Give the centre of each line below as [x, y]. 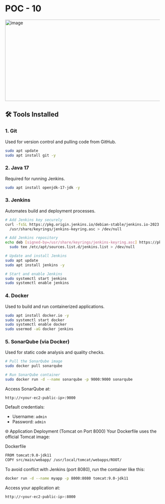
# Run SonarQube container [33, 375]
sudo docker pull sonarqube [34, 366]
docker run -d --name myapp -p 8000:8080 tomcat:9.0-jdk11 [67, 478]
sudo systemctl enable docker [36, 325]
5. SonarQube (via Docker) [37, 342]
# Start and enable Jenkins [34, 274]
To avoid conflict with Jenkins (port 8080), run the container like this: [75, 469]
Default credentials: [25, 407]
